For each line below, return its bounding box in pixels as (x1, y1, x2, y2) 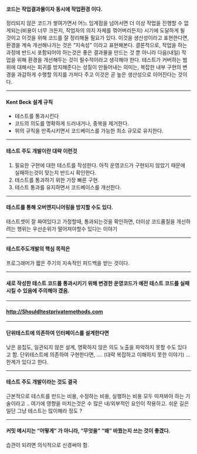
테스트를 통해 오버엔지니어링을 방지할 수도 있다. (6, 203, 113, 211)
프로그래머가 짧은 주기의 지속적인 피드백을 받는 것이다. (6, 259, 130, 267)
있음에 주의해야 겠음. (22, 287, 70, 294)
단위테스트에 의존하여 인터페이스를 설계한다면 (6, 329, 110, 336)
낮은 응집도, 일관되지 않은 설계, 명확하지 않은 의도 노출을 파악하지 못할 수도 (6, 343, 176, 350)
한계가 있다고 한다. (6, 358, 49, 365)
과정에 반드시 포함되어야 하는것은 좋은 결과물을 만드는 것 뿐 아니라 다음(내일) (6, 49, 181, 56)
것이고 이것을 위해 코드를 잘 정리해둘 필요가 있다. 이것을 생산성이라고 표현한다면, (6, 34, 189, 41)
